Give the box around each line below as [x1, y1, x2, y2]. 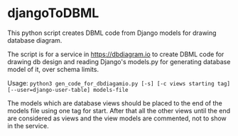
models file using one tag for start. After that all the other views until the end [7, 106, 231, 115]
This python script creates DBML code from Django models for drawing [7, 28, 217, 37]
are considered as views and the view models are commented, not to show [7, 114, 227, 122]
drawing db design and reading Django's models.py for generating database [7, 57, 231, 66]
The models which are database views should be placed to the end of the [7, 98, 222, 108]
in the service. [7, 121, 50, 130]
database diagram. [7, 36, 63, 44]
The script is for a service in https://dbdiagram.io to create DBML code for [7, 50, 225, 58]
